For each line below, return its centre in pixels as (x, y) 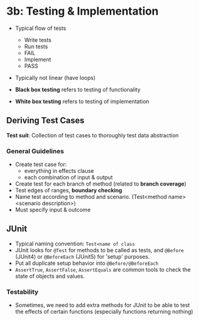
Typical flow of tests (40, 28)
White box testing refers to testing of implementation (82, 101)
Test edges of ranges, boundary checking (69, 190)
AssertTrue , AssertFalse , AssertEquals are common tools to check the (103, 269)
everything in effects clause (59, 171)
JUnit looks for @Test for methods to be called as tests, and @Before (100, 250)
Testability (22, 292)
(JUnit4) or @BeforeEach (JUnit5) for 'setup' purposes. (82, 256)
